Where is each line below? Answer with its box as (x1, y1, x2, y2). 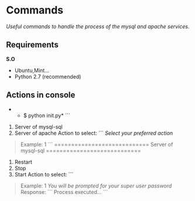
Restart (14, 158, 32, 165)
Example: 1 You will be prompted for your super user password (20, 182, 172, 189)
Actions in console (6, 90, 76, 100)
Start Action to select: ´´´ (14, 171, 74, 178)
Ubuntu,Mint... (14, 67, 50, 74)
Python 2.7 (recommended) (14, 73, 81, 80)
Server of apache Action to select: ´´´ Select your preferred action (14, 130, 173, 137)
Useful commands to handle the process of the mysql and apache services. (6, 23, 190, 30)
